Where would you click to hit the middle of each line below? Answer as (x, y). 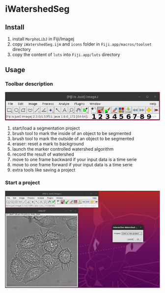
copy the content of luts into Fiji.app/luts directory (66, 54)
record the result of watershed (43, 154)
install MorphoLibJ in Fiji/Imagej (43, 39)
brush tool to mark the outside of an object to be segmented (73, 139)
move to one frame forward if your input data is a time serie (72, 165)
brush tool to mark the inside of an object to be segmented (72, 133)
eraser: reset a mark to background (48, 144)
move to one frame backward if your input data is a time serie (74, 160)
